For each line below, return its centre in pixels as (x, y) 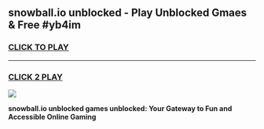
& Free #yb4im (44, 25)
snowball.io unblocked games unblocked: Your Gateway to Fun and (120, 108)
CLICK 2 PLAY (35, 77)
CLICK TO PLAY (38, 48)
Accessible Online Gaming (52, 116)
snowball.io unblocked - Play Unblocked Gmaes (128, 13)
